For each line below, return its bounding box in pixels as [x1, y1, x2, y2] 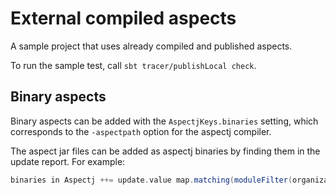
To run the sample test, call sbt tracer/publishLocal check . [10, 59, 257, 71]
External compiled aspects [10, 7, 237, 30]
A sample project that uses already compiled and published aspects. [10, 40, 293, 52]
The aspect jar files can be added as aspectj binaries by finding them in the [10, 145, 321, 157]
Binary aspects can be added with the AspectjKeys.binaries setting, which [10, 115, 319, 127]
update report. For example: [10, 155, 126, 167]
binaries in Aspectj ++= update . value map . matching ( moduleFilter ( [10, 175, 293, 185]
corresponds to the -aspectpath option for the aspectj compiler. [10, 125, 272, 137]
